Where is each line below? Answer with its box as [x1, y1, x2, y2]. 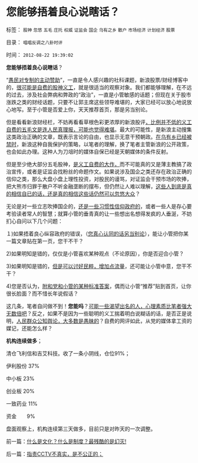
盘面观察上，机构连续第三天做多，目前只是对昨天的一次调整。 [6, 425, 156, 432]
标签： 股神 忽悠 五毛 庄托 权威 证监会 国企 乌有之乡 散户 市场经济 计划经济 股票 [6, 26, 176, 33]
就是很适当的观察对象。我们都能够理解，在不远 [78, 83, 192, 90]
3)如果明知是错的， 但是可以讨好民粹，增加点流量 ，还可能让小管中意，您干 [6, 263, 187, 270]
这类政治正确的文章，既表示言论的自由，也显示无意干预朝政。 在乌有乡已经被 [6, 133, 192, 140]
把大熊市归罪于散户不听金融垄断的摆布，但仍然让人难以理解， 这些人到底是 [6, 183, 187, 190]
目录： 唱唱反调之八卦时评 [6, 38, 63, 46]
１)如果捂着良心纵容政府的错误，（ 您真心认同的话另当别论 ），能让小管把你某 [6, 230, 189, 237]
